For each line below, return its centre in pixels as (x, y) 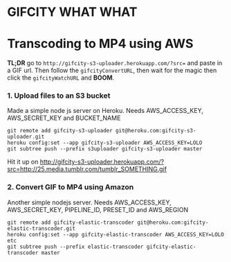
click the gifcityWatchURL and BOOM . (61, 78)
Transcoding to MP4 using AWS (100, 44)
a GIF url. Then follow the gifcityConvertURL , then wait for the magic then (112, 71)
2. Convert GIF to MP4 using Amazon (71, 187)
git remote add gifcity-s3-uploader (60, 131)
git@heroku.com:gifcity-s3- (156, 131)
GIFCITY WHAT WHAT (72, 12)
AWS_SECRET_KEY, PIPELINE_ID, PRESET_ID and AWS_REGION (98, 209)
